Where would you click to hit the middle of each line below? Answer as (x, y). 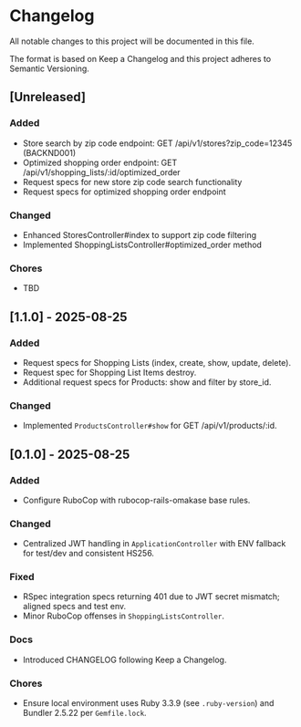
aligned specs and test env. (74, 607)
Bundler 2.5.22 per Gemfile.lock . (85, 713)
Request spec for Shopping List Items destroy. (109, 372)
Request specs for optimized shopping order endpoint (124, 192)
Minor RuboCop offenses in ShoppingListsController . (124, 616)
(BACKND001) (49, 152)
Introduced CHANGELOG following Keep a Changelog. (125, 659)
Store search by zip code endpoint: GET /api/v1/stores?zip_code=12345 (157, 143)
